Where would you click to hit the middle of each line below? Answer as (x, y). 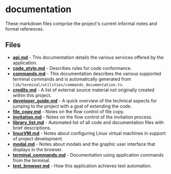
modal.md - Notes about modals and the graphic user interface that (84, 144)
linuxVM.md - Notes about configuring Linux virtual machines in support (89, 133)
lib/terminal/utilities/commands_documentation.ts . (68, 84)
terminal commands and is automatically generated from (72, 79)
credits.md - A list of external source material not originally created (83, 90)
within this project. (32, 95)
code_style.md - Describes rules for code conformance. (72, 68)
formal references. (25, 29)
